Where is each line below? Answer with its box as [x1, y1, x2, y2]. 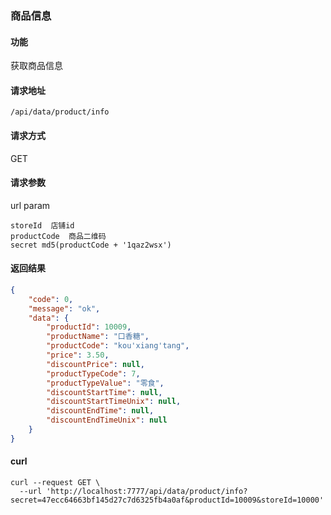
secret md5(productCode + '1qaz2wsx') [10, 240, 172, 250]
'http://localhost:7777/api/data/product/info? [46, 487, 248, 497]
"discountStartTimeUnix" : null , [46, 397, 182, 407]
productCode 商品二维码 [10, 231, 107, 241]
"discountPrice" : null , [46, 359, 145, 369]
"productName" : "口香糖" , [46, 332, 150, 342]
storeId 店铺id [10, 220, 75, 231]
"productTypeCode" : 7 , [46, 368, 141, 379]
